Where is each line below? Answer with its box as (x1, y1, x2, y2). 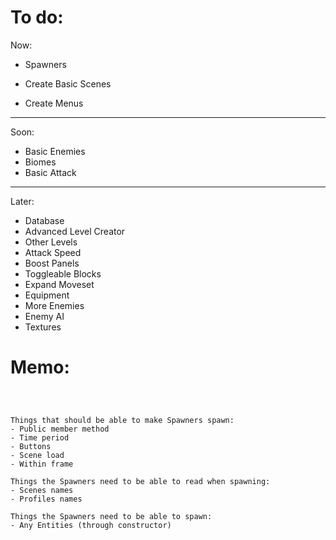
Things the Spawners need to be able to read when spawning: (10, 476, 271, 486)
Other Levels (24, 236, 78, 248)
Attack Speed (24, 246, 82, 258)
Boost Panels (24, 257, 80, 269)
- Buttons (10, 441, 52, 451)
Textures (24, 321, 62, 333)
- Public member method (10, 424, 110, 434)
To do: (10, 6, 64, 29)
